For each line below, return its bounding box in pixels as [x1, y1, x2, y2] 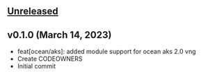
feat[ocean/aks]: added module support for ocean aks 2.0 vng [17, 48, 196, 56]
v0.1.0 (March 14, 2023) [7, 29, 112, 41]
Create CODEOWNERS [17, 55, 83, 63]
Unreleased [7, 6, 59, 17]
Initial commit [17, 62, 56, 70]
